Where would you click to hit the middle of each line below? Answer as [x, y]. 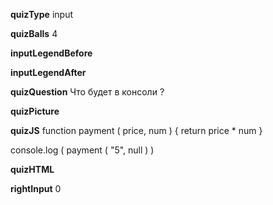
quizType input [41, 14]
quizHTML [32, 169]
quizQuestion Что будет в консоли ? [87, 92]
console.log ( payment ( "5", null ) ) [82, 150]
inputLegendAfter [48, 72]
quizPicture [35, 111]
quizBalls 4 [34, 33]
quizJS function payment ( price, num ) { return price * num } [136, 130]
